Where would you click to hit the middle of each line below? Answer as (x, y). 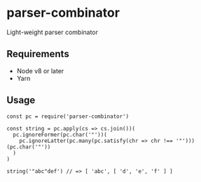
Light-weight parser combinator (53, 32)
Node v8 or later (40, 70)
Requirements (38, 54)
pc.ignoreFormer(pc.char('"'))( (60, 135)
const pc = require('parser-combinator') (68, 116)
